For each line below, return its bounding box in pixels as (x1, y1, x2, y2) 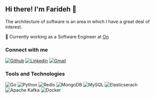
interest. (5, 24, 23, 30)
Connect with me (5, 46, 48, 53)
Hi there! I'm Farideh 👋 (5, 5, 77, 14)
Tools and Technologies (5, 70, 65, 77)
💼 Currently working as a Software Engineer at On (5, 33, 109, 39)
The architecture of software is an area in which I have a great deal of (5, 18, 150, 24)
